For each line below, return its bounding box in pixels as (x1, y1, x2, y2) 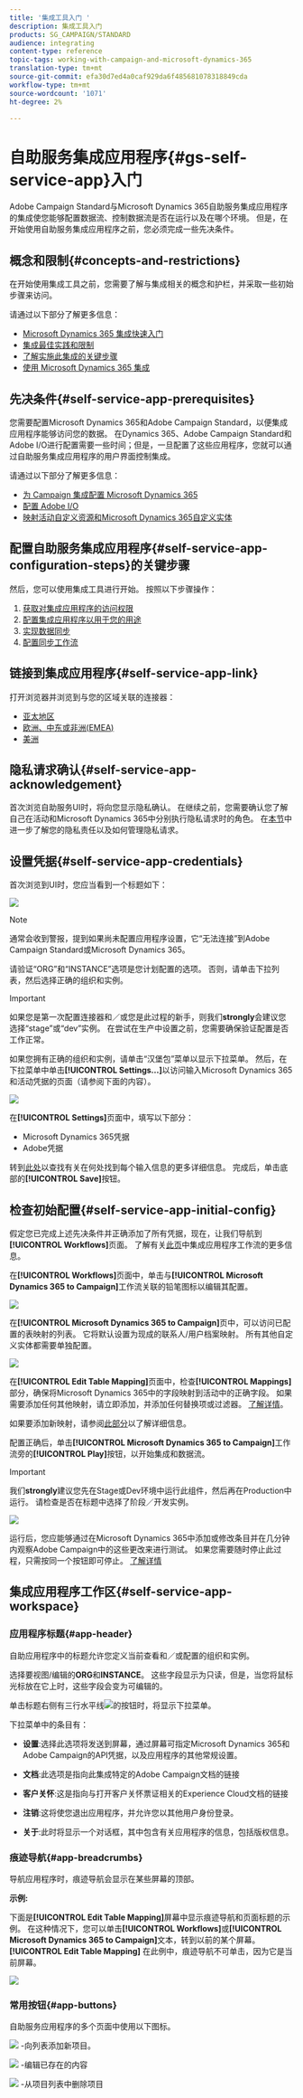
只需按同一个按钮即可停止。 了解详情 (24, 1555, 162, 1565)
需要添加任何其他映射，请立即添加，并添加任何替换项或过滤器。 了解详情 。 (9, 1399, 289, 1409)
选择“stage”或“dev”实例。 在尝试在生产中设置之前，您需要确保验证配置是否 (9, 1023, 289, 1034)
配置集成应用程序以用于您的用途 (22, 614, 142, 625)
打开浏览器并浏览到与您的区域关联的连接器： (9, 691, 176, 702)
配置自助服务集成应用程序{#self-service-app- (9, 541, 268, 556)
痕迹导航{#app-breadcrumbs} (9, 1851, 143, 1864)
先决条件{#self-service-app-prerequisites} (9, 391, 255, 407)
